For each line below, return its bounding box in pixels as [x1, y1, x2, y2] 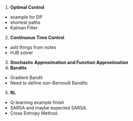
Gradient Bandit [10, 75, 43, 80]
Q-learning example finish [10, 99, 65, 105]
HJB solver [10, 50, 33, 55]
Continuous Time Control [10, 35, 65, 40]
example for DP [10, 14, 42, 20]
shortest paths [10, 20, 40, 25]
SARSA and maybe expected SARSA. [10, 105, 87, 110]
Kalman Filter [10, 25, 38, 31]
